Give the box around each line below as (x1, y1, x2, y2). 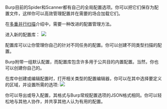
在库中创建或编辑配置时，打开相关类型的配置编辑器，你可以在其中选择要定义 (5, 76, 162, 81)
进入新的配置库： (5, 32, 40, 37)
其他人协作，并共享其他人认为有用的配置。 (18, 99, 105, 104)
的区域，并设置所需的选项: (5, 82, 59, 88)
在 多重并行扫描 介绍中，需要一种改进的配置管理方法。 (5, 21, 114, 27)
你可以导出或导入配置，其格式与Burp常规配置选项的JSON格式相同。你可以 (5, 92, 158, 98)
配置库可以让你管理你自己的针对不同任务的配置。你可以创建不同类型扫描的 (5, 42, 158, 48)
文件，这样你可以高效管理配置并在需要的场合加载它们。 (9, 10, 123, 16)
